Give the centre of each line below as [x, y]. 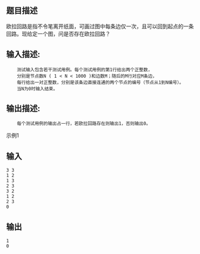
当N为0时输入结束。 [37, 88]
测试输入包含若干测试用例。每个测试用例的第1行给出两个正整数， [85, 70]
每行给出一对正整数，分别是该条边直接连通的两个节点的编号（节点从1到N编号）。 [100, 82]
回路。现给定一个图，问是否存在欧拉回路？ [58, 33]
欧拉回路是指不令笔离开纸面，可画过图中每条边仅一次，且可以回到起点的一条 [100, 26]
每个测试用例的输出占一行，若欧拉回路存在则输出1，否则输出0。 [84, 124]
